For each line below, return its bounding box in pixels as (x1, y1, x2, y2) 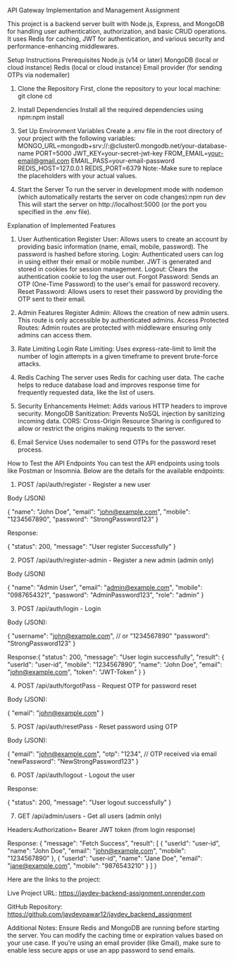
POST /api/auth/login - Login (17, 604, 101, 612)
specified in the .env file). (17, 208, 92, 216)
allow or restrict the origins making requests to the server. (17, 424, 186, 433)
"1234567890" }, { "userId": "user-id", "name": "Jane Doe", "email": (7, 854, 203, 862)
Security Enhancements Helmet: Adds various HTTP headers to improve (17, 402, 228, 410)
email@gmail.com (17, 156, 70, 165)
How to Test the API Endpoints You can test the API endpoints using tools (7, 459, 220, 467)
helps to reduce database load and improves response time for (17, 380, 200, 389)
